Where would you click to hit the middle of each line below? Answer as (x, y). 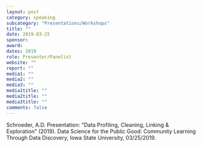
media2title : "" (27, 96)
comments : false (27, 107)
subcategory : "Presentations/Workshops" (58, 23)
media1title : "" (27, 91)
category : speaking (31, 18)
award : (15, 46)
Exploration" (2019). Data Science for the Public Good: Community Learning (101, 131)
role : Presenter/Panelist (39, 57)
